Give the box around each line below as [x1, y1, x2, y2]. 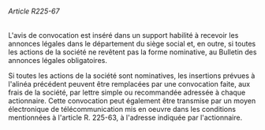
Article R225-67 [8, 6, 60, 16]
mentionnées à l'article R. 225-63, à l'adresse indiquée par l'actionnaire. [8, 113, 243, 122]
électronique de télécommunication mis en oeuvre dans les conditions [8, 105, 237, 114]
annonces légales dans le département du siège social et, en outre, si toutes [8, 39, 256, 49]
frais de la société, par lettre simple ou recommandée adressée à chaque [8, 87, 246, 98]
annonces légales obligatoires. [8, 56, 108, 65]
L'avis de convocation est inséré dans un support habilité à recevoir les [8, 31, 239, 40]
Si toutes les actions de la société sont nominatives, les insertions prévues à [8, 71, 256, 80]
